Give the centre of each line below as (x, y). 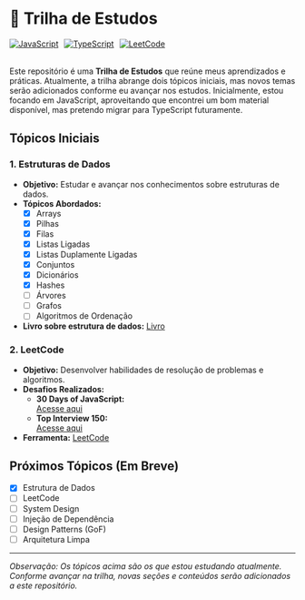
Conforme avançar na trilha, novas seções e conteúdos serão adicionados (150, 575)
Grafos (49, 306)
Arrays (49, 213)
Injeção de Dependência (68, 519)
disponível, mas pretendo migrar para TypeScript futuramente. (126, 109)
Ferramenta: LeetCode (66, 437)
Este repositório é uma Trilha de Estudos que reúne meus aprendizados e (148, 71)
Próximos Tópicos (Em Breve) (94, 466)
